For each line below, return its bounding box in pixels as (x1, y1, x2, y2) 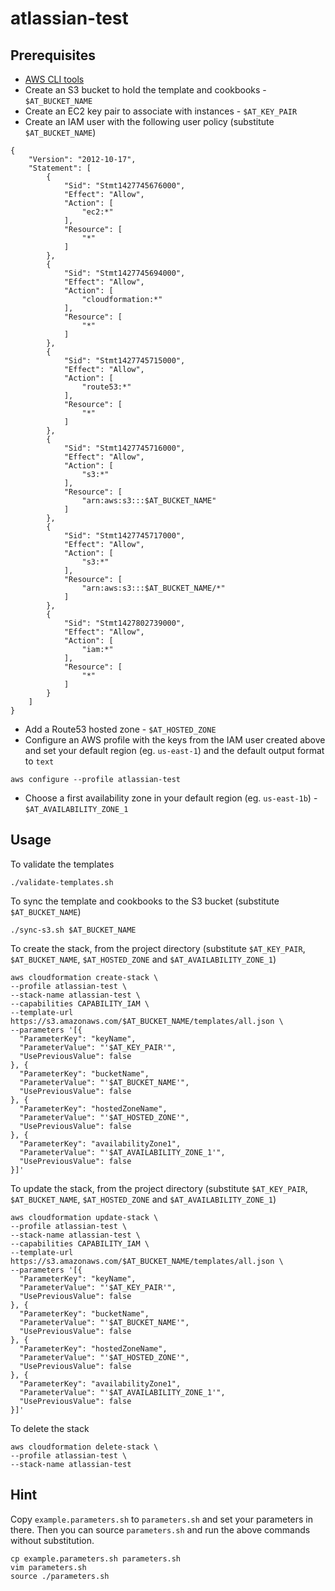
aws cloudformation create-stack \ (10, 972, 159, 982)
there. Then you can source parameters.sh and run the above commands (10, 1523, 311, 1536)
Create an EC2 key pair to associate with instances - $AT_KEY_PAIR (24, 105, 298, 117)
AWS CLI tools (24, 73, 85, 85)
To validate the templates (10, 858, 115, 870)
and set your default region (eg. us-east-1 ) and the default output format (24, 745, 325, 756)
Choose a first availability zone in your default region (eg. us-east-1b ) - (24, 792, 318, 804)
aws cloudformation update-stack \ (10, 1212, 159, 1222)
